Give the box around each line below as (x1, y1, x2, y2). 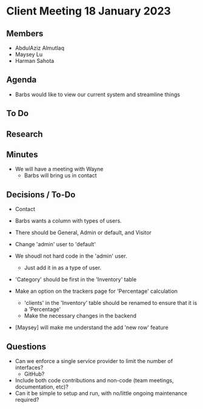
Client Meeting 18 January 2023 (6, 4, 171, 18)
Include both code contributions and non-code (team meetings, (15, 377, 174, 384)
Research (6, 129, 44, 139)
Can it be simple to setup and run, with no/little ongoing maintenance (15, 390, 188, 397)
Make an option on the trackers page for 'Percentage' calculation (15, 287, 178, 295)
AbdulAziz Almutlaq (15, 44, 65, 51)
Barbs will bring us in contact (24, 172, 97, 179)
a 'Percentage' (24, 306, 61, 313)
